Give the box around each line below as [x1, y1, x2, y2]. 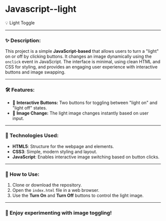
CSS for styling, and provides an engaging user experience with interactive [5, 64, 158, 70]
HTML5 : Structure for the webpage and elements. [12, 143, 114, 149]
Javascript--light [5, 3, 77, 15]
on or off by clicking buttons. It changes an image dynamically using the [5, 53, 152, 60]
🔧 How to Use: [5, 171, 40, 178]
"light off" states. [12, 105, 47, 110]
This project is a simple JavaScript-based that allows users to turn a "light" [5, 48, 159, 54]
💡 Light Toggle [5, 20, 35, 26]
